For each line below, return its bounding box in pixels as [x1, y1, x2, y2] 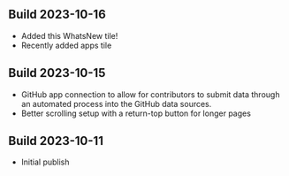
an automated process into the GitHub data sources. [20, 98, 212, 109]
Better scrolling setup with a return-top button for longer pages [20, 108, 251, 119]
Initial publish [20, 157, 70, 167]
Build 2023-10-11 [8, 134, 103, 149]
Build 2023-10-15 [8, 65, 106, 80]
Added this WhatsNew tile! [20, 30, 118, 41]
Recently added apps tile [20, 40, 112, 50]
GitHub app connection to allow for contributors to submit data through [20, 88, 280, 100]
